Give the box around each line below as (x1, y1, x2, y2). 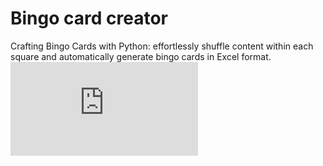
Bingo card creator (10, 7, 168, 30)
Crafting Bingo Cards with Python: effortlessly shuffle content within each (10, 40, 314, 52)
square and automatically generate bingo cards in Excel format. (10, 50, 272, 62)
